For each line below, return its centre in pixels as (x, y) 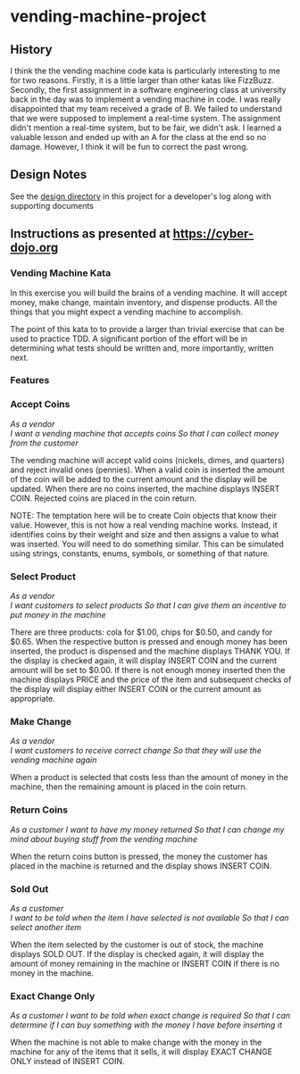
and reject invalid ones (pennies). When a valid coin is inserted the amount (147, 470)
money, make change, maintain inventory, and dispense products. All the (144, 302)
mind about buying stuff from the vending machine (104, 839)
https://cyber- (213, 234)
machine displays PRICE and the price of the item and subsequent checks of (151, 679)
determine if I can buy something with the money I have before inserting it (146, 1025)
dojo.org (34, 248)
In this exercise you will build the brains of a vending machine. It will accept (149, 293)
